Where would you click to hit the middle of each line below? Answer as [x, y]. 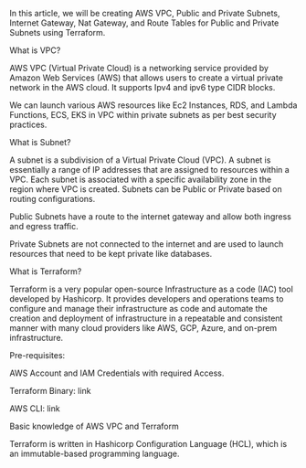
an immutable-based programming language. [95, 453]
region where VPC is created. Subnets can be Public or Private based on [146, 189]
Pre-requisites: [37, 355]
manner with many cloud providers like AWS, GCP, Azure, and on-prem [143, 328]
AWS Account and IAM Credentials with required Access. [117, 373]
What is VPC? [35, 50]
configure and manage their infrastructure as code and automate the [138, 308]
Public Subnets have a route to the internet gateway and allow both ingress [151, 217]
